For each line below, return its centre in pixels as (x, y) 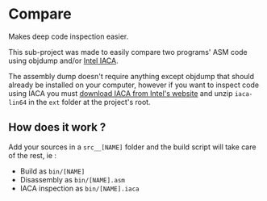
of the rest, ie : (33, 155)
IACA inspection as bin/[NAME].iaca (79, 188)
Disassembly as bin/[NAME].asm (73, 179)
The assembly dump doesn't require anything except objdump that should (131, 76)
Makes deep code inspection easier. (69, 36)
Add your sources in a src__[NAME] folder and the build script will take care (132, 147)
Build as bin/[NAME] (52, 171)
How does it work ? (57, 127)
